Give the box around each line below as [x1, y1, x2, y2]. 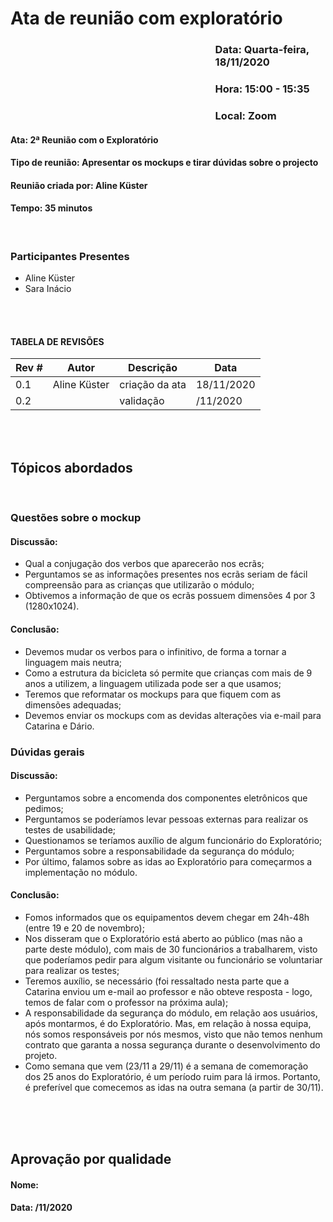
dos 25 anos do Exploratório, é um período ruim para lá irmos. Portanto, [24, 1070, 321, 1082]
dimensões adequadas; [24, 698, 122, 711]
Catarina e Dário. [24, 720, 95, 732]
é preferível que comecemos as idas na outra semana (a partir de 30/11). [24, 1081, 324, 1093]
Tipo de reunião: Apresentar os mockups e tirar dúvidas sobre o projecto [10, 157, 319, 169]
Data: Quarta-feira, [214, 43, 310, 57]
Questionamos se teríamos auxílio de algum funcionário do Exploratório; [24, 834, 323, 846]
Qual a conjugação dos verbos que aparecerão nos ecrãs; [24, 558, 265, 570]
